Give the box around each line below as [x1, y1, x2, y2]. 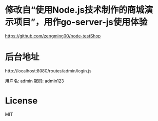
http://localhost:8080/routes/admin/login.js [5, 68, 92, 73]
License [5, 95, 38, 106]
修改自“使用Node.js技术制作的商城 [5, 4, 145, 16]
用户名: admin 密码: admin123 [5, 78, 64, 84]
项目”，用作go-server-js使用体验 [14, 17, 148, 28]
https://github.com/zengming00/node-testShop [5, 33, 101, 39]
